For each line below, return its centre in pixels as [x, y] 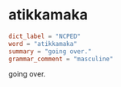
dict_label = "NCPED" [45, 36]
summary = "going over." [50, 51]
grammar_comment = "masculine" [61, 59]
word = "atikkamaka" [43, 43]
